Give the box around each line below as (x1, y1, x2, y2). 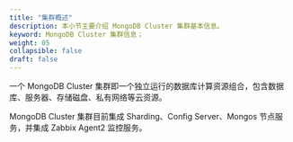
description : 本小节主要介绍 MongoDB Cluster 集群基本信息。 (9, 22, 225, 31)
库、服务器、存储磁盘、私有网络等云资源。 (9, 92, 167, 102)
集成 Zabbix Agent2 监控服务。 (32, 122, 147, 133)
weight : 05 (9, 38, 50, 48)
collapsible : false (9, 47, 83, 56)
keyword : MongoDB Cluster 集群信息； (9, 30, 144, 39)
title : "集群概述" (9, 13, 74, 22)
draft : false (9, 55, 58, 64)
